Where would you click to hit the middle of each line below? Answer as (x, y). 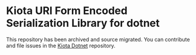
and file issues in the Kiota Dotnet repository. (61, 46)
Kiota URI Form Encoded (67, 11)
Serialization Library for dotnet (83, 23)
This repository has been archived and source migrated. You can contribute (98, 39)
